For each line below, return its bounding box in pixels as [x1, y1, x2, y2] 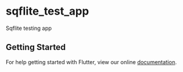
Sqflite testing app [6, 24, 52, 32]
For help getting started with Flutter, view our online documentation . [6, 58, 177, 65]
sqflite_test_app [6, 4, 89, 18]
